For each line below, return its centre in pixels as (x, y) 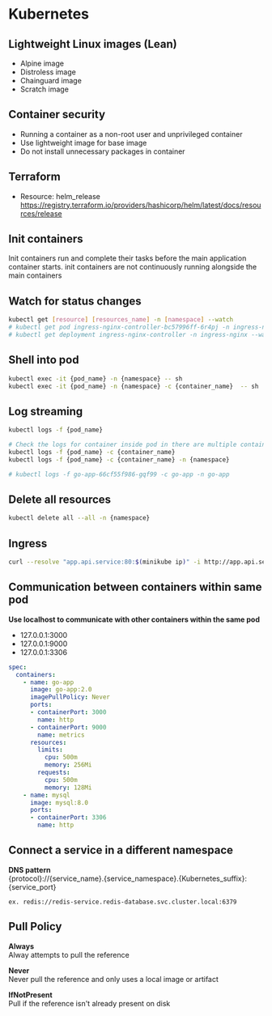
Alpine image (42, 63)
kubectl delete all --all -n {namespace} (79, 518)
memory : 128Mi (68, 787)
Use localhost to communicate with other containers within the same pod (134, 619)
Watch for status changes (75, 301)
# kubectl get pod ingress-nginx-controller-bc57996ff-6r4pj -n (119, 327)
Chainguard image (51, 81)
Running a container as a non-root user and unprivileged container (131, 134)
